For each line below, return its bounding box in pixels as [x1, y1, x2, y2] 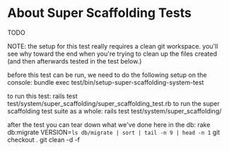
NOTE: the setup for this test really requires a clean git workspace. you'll [7, 42, 218, 50]
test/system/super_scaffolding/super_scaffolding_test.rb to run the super [7, 99, 221, 107]
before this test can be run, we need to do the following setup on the [7, 71, 207, 79]
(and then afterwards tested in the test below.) [7, 56, 142, 65]
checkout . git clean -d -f [7, 135, 80, 144]
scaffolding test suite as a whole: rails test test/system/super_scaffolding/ [7, 107, 222, 115]
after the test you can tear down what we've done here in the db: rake [7, 120, 211, 128]
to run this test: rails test [7, 92, 78, 100]
